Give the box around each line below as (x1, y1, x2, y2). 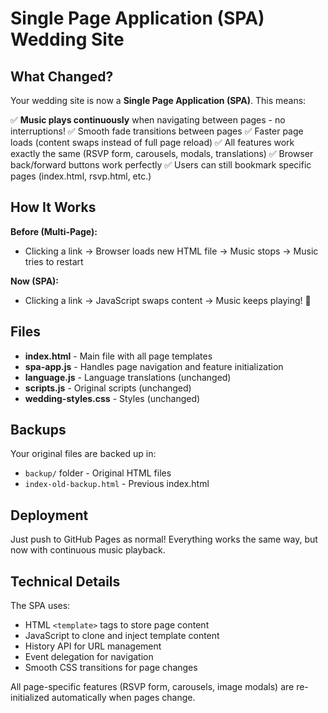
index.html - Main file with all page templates (24, 350, 213, 362)
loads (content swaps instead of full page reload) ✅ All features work (10, 137, 295, 148)
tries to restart (24, 255, 84, 267)
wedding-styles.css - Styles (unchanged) (24, 392, 201, 404)
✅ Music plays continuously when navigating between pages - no (10, 114, 286, 126)
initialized (10, 692, 50, 704)
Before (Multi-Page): (10, 225, 98, 237)
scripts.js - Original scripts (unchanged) (24, 382, 192, 394)
